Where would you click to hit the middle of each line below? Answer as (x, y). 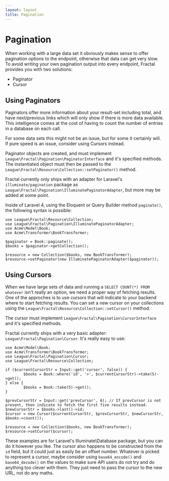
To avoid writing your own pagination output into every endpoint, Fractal (80, 64)
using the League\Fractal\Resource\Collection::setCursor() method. (78, 308)
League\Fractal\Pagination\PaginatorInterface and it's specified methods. (84, 159)
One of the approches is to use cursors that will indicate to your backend (81, 298)
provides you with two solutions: (39, 70)
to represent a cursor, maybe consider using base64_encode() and (73, 457)
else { (17, 383)
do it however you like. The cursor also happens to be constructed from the (84, 446)
